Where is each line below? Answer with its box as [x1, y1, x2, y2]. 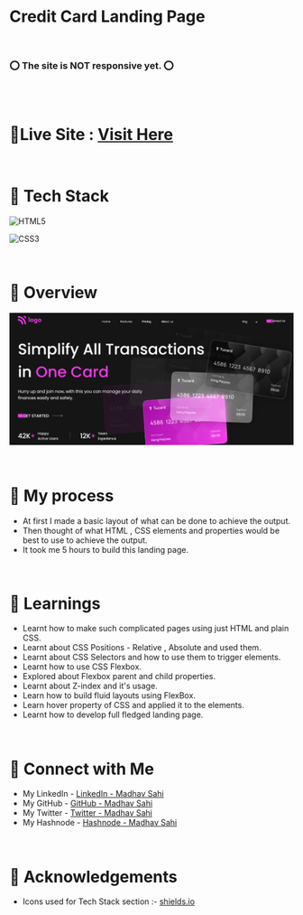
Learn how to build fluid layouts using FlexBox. [22, 690, 197, 701]
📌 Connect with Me [9, 759, 155, 779]
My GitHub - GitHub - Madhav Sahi [22, 798, 153, 809]
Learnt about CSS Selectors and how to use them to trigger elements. [22, 652, 281, 663]
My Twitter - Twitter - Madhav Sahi [22, 808, 153, 818]
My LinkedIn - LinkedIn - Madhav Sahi [22, 789, 164, 799]
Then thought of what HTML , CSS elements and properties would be [22, 525, 280, 536]
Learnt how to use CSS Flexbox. [22, 661, 142, 672]
